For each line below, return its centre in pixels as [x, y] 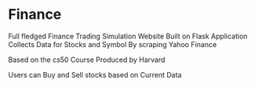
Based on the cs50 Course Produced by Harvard [87, 60]
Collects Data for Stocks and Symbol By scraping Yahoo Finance [113, 44]
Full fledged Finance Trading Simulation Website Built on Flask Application [128, 36]
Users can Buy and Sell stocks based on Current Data [95, 74]
